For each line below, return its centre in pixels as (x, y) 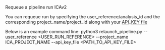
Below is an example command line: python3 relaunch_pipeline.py (74, 31)
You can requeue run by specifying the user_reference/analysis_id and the (83, 17)
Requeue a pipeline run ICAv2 (36, 7)
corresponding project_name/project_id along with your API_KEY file (76, 22)
